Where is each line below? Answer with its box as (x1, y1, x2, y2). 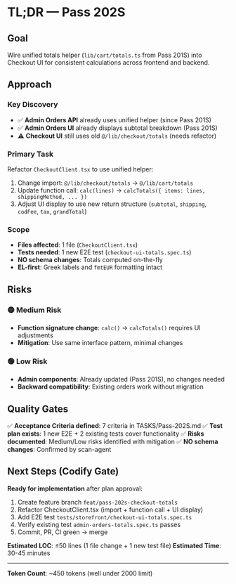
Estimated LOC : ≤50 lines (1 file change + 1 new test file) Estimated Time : (7, 541, 221, 550)
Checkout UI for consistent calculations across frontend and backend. (7, 58, 210, 67)
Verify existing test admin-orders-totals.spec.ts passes (17, 520, 181, 528)
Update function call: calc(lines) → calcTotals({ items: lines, (17, 186, 206, 194)
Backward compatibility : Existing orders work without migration (17, 382, 204, 391)
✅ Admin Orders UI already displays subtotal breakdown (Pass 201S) (17, 124, 218, 132)
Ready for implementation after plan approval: (7, 484, 143, 493)
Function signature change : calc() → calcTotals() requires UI (17, 323, 202, 332)
